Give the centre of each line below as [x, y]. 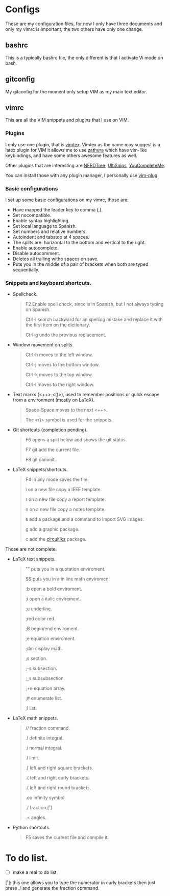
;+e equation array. [45, 688]
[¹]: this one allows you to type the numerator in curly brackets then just [80, 883]
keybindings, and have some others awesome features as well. [71, 155]
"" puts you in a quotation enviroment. [65, 569]
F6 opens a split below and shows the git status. [76, 440]
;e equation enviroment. [50, 639]
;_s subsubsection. [45, 678]
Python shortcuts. [31, 828]
